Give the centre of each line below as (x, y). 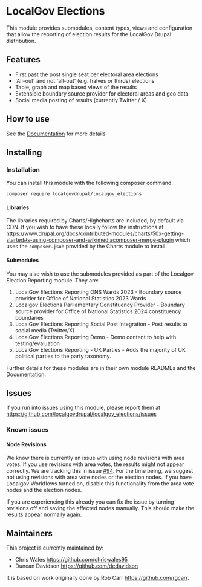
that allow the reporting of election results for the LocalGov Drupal (89, 34)
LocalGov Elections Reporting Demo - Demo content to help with (96, 337)
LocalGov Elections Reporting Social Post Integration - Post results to (101, 324)
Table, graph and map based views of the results (76, 87)
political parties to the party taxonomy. (63, 356)
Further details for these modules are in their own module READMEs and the (101, 368)
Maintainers (30, 533)
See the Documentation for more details (56, 134)
